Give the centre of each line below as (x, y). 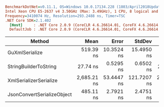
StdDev (143, 41)
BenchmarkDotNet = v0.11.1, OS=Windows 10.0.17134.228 (60, 7)
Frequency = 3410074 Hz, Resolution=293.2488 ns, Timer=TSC (65, 16)
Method (40, 41)
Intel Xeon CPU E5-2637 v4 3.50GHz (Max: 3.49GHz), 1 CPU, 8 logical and (82, 11)
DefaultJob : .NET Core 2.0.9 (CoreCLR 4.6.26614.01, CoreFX (73, 30)
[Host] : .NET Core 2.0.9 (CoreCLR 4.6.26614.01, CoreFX (73, 25)
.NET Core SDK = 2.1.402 (28, 20)
